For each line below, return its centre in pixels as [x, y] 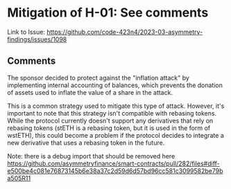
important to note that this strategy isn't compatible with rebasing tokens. [112, 113]
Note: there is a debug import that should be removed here [91, 156]
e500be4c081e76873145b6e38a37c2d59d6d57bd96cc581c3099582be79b [115, 170]
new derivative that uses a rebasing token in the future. [86, 143]
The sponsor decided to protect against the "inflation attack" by [98, 78]
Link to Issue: [26, 32]
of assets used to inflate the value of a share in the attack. [90, 92]
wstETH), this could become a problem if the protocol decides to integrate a [115, 135]
